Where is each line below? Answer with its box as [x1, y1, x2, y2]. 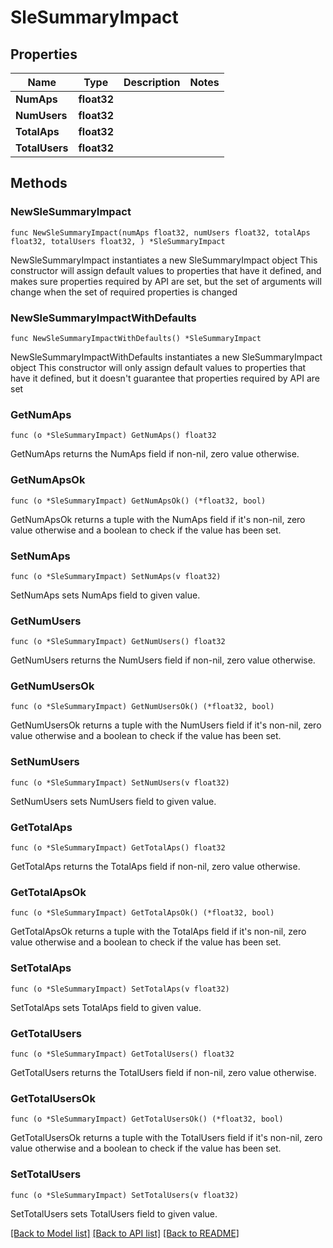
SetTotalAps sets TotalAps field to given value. [10, 1001, 202, 1013]
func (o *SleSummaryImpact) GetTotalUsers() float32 [10, 1049, 235, 1059]
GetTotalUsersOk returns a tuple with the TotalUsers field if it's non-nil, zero [10, 1132, 323, 1144]
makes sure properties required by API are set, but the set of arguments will [10, 275, 322, 287]
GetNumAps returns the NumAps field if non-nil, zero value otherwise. [10, 448, 300, 460]
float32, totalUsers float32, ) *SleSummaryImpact [10, 236, 226, 246]
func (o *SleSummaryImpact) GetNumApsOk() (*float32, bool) [10, 496, 267, 506]
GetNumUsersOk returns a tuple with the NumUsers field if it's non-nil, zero [10, 719, 322, 731]
